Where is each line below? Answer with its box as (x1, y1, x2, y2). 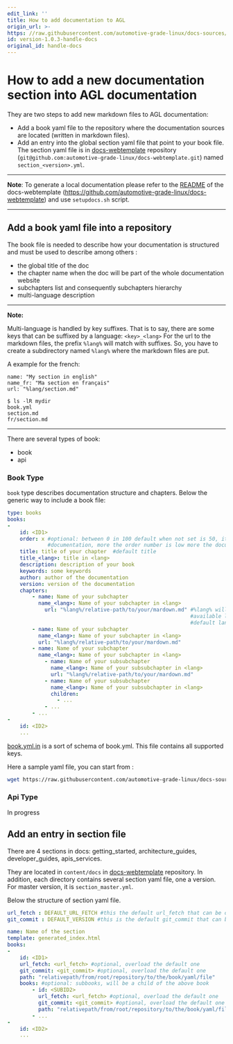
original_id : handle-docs (7, 42, 82, 49)
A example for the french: (7, 359, 80, 368)
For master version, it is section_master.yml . (7, 882, 134, 890)
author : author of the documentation (19, 574, 129, 581)
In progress (7, 808, 40, 817)
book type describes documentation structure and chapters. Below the (7, 489, 208, 497)
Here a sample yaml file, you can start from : (7, 762, 134, 771)
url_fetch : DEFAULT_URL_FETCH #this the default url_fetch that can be (7, 909, 222, 916)
